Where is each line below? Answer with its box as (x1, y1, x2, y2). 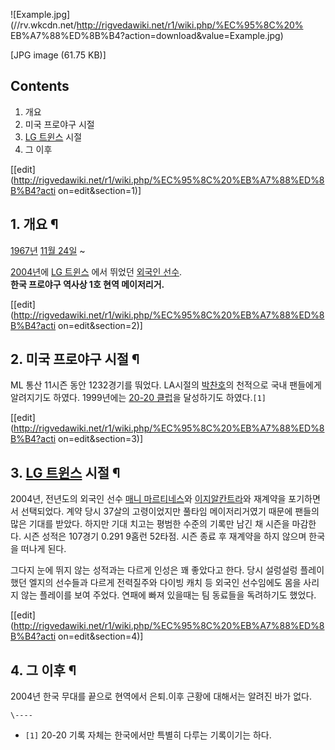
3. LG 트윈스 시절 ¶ (10, 464, 121, 481)
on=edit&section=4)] (58, 630, 144, 643)
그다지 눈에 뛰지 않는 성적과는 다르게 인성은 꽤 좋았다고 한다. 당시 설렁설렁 (10, 564, 298, 576)
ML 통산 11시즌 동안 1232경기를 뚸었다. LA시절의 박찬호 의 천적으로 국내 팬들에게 (10, 379, 322, 391)
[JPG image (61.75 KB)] (10, 49, 107, 61)
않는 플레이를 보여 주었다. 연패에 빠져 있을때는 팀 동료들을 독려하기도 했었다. (20, 589, 317, 601)
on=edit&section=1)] (58, 184, 142, 196)
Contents (10, 78, 70, 95)
